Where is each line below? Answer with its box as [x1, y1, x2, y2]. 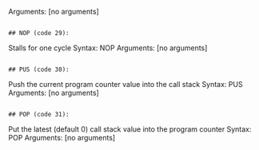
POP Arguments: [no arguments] [8, 133, 116, 142]
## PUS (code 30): [8, 65, 70, 73]
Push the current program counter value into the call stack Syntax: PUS [8, 80, 243, 89]
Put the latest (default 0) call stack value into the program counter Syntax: [8, 124, 252, 134]
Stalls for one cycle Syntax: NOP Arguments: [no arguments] [8, 43, 208, 53]
